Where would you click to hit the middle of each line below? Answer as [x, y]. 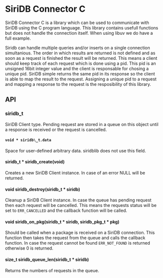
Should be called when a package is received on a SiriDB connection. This [80, 233]
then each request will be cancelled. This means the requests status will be [81, 205]
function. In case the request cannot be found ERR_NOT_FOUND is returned [78, 243]
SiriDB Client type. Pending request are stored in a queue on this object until [82, 124]
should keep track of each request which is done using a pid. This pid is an [81, 63]
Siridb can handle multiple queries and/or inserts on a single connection [78, 48]
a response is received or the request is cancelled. [56, 129]
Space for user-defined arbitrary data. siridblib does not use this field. [76, 151]
